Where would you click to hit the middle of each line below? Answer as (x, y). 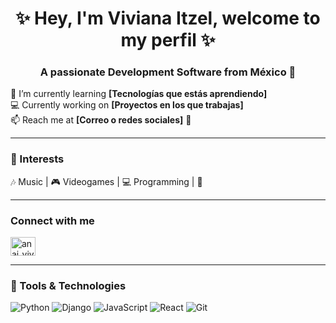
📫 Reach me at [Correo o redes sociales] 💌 (101, 120)
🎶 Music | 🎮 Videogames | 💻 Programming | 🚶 (106, 181)
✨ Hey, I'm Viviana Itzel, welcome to (168, 18)
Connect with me (52, 220)
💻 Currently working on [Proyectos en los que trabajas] (127, 105)
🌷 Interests (37, 159)
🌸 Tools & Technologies (68, 285)
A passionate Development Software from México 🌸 (168, 72)
